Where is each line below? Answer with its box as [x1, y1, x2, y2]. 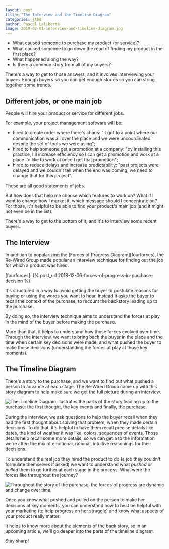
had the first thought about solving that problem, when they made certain [5, 419, 158, 425]
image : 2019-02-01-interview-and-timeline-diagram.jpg [5, 26, 123, 31]
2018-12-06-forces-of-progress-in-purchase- [58, 272, 153, 278]
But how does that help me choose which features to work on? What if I [5, 192, 154, 198]
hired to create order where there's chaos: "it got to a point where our [12, 129, 158, 135]
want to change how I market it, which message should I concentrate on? [5, 198, 157, 204]
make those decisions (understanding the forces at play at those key [5, 344, 148, 350]
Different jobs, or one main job [5, 97, 102, 105]
